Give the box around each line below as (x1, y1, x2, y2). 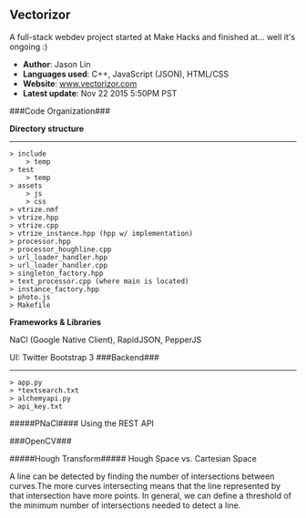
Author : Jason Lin (22, 58, 91, 69)
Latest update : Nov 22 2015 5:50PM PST (22, 87, 178, 98)
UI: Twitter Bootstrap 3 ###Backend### (9, 351, 159, 362)
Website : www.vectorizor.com (22, 77, 138, 89)
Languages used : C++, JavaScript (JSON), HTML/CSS (22, 68, 229, 79)
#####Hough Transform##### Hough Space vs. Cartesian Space (9, 452, 257, 463)
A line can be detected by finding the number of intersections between (9, 471, 275, 482)
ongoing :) (9, 41, 48, 52)
